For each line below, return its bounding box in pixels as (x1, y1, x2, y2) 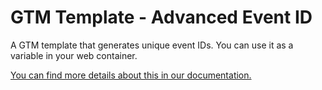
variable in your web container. (10, 49, 138, 61)
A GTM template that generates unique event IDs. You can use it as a (10, 39, 294, 51)
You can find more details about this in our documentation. (10, 69, 252, 81)
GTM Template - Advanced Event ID (10, 6, 313, 29)
